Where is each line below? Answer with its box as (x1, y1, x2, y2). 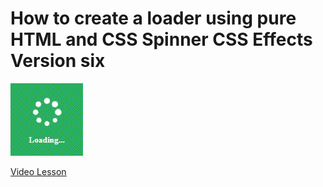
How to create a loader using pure (10, 7, 297, 30)
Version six (10, 50, 106, 72)
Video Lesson (10, 165, 67, 177)
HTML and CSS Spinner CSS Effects (10, 28, 313, 51)
